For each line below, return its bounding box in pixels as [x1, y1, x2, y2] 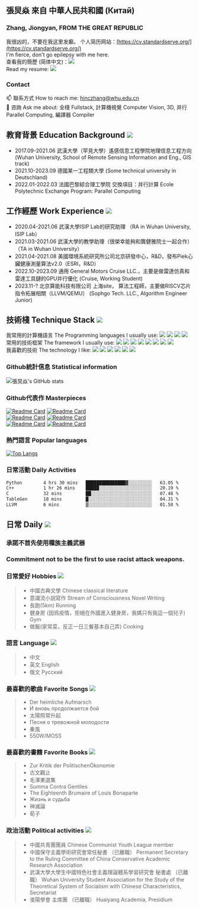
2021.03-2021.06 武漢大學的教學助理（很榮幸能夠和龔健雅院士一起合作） [14, 238, 193, 245]
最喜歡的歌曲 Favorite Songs [6, 684, 89, 693]
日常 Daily [6, 519, 43, 530]
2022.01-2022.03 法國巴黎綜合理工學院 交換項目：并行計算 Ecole [14, 180, 174, 188]
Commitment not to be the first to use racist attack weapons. [6, 555, 185, 563]
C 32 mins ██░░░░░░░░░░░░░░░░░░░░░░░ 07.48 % [6, 491, 179, 497]
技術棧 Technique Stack [6, 315, 95, 325]
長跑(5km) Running [29, 601, 76, 609]
